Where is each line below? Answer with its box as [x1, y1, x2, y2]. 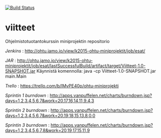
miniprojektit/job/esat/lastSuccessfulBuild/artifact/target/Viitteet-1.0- [5, 62, 146, 69]
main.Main [5, 73, 26, 79]
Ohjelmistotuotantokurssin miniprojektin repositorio [5, 38, 110, 44]
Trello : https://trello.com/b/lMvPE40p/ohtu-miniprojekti [5, 83, 119, 89]
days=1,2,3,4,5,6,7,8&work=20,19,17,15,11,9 [5, 127, 90, 133]
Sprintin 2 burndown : [5, 107, 50, 113]
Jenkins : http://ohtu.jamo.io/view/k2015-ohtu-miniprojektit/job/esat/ [5, 47, 146, 54]
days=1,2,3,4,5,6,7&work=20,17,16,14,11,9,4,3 [5, 97, 94, 103]
